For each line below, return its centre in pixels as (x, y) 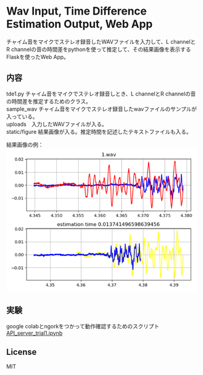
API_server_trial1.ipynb (34, 333)
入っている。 (22, 116)
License (22, 352)
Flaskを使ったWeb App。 (38, 57)
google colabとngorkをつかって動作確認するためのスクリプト (83, 326)
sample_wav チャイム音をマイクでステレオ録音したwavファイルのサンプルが (101, 109)
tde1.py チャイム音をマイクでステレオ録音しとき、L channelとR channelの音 (101, 94)
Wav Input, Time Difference (77, 11)
